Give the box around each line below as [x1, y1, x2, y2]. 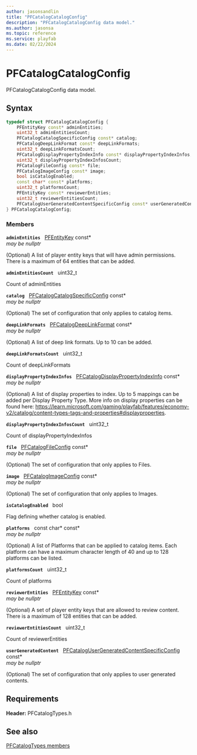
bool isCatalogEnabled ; [16, 174, 75, 179]
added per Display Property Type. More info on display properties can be [6, 397, 183, 404]
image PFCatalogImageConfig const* [6, 472, 98, 480]
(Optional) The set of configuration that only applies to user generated [6, 670, 176, 677]
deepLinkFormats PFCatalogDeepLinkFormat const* [6, 321, 133, 328]
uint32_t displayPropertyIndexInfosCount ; [16, 157, 122, 163]
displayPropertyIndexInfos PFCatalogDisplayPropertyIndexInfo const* [6, 372, 180, 380]
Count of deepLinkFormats [6, 361, 71, 368]
